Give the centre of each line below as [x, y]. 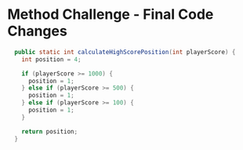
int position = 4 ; [51, 59]
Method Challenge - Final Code [111, 15]
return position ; [50, 131]
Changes [37, 31]
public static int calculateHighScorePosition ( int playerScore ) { [125, 52]
